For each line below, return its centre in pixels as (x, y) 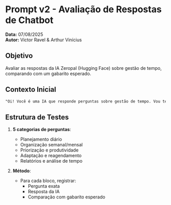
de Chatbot (29, 20)
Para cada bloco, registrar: (48, 181)
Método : (22, 171)
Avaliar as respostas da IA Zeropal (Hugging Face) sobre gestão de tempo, (83, 68)
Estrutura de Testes (37, 117)
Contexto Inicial (31, 89)
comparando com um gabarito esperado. (48, 73)
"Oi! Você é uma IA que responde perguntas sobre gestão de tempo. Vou (83, 101)
